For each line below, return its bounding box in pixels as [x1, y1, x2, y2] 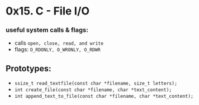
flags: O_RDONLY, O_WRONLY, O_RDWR [14, 46, 101, 53]
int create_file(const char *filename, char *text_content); [14, 87, 172, 93]
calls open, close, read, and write [14, 39, 104, 46]
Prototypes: [5, 63, 52, 74]
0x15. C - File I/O [5, 4, 90, 18]
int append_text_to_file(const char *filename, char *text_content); [14, 94, 194, 100]
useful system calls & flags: [5, 26, 89, 34]
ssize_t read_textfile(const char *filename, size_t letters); [14, 80, 178, 87]
